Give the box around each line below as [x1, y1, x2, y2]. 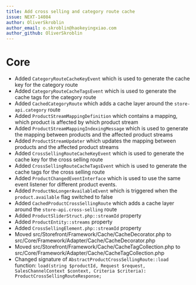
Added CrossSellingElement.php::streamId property [14, 225, 142, 232]
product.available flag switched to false [14, 194, 113, 201]
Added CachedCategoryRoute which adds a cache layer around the [14, 100, 173, 107]
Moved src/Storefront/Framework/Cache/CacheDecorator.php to [14, 231, 172, 238]
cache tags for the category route [14, 94, 97, 101]
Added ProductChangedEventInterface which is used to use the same [14, 175, 181, 182]
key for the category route [14, 82, 78, 89]
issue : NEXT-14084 [6, 14, 51, 20]
